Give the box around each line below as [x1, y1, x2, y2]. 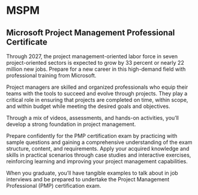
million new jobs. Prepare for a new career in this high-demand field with [6, 65, 186, 73]
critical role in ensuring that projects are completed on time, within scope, [6, 97, 188, 103]
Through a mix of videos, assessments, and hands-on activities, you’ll [6, 115, 179, 121]
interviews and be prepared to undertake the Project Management [6, 176, 170, 183]
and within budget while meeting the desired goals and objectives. [6, 103, 170, 110]
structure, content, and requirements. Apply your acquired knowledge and [6, 145, 190, 152]
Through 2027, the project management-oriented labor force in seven [6, 53, 178, 60]
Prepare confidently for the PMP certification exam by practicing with [6, 133, 178, 139]
